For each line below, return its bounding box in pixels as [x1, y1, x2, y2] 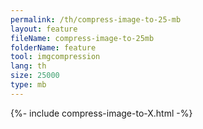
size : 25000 [10, 71, 60, 81]
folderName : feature [10, 42, 97, 53]
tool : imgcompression [10, 52, 101, 62]
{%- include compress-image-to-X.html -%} [10, 107, 193, 119]
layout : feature [10, 24, 78, 34]
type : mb [10, 80, 47, 90]
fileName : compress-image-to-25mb [10, 33, 155, 43]
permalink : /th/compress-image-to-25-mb [10, 14, 182, 25]
